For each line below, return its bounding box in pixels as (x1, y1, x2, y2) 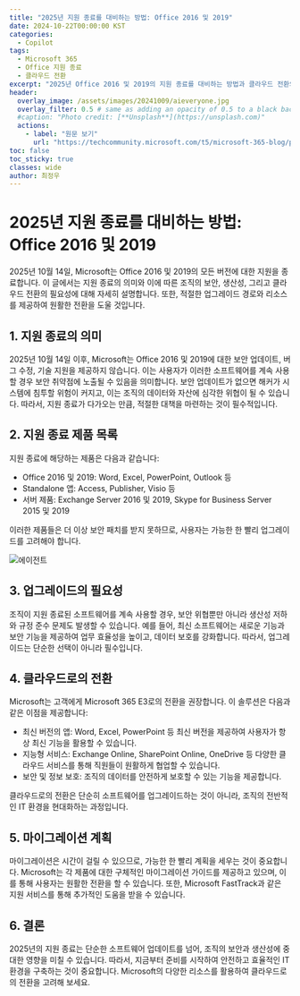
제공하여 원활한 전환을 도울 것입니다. (18, 300, 146, 311)
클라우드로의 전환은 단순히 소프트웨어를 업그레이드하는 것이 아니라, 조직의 (9, 790, 265, 801)
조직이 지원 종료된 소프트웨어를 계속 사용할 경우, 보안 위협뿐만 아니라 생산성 (9, 609, 271, 619)
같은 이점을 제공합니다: (9, 708, 88, 719)
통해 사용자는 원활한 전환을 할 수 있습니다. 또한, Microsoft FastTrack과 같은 (18, 878, 282, 889)
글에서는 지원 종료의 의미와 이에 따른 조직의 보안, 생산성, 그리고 (52, 277, 271, 288)
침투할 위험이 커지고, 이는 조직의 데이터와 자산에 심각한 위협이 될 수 (32, 387, 266, 398)
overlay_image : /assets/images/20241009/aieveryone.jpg (17, 96, 229, 106)
